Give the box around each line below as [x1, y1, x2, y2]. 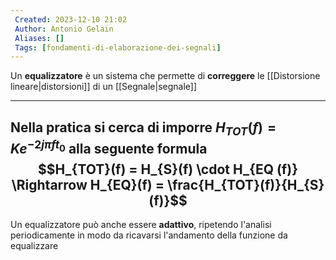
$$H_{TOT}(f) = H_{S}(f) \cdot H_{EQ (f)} [38, 161, 298, 178]
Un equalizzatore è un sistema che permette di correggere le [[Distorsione [10, 70, 321, 82]
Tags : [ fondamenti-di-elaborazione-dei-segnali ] [14, 42, 222, 53]
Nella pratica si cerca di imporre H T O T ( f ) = [10, 119, 277, 138]
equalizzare [10, 240, 59, 252]
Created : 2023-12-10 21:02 [14, 14, 128, 25]
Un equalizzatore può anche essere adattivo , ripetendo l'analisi [10, 219, 272, 231]
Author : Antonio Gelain [14, 24, 114, 34]
